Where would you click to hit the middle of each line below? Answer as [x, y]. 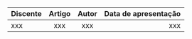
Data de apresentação [143, 14]
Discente [26, 14]
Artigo [60, 14]
